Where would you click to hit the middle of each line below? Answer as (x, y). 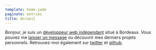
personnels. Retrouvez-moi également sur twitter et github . (64, 43)
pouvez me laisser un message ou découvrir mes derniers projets (70, 37)
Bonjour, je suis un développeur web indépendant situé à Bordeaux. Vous (78, 33)
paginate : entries (23, 14)
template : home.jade (26, 9)
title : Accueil (20, 18)
